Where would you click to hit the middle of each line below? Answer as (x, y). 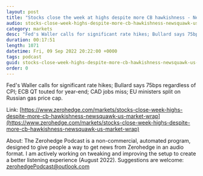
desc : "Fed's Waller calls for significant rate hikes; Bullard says (96, 34)
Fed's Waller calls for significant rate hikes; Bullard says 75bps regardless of (101, 85)
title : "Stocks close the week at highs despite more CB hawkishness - (98, 18)
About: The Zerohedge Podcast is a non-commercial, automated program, (98, 141)
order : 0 (17, 68)
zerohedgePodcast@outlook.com (48, 166)
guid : (13, 62)
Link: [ (14, 110)
